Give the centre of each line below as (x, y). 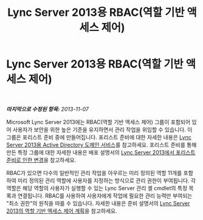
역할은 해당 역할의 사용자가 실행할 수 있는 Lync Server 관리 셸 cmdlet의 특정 (97, 188)
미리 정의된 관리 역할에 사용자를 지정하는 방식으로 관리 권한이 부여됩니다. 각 (107, 180)
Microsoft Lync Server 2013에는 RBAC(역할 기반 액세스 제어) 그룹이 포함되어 (98, 122)
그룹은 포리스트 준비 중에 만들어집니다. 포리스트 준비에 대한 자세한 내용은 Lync (99, 137)
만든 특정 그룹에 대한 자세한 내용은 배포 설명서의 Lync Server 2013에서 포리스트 (101, 152)
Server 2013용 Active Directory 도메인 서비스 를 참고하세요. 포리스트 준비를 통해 (101, 145)
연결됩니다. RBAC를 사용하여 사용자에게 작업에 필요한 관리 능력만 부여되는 (105, 196)
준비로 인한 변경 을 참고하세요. (41, 160)
